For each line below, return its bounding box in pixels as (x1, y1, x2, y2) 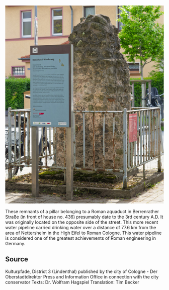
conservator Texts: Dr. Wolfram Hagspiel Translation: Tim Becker (5, 279, 140, 285)
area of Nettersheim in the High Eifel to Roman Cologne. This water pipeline (5, 230, 162, 236)
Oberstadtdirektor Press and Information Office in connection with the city (5, 273, 159, 279)
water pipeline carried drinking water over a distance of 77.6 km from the (5, 225, 156, 230)
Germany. (5, 241, 26, 246)
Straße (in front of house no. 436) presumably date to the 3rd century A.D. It (5, 214, 163, 220)
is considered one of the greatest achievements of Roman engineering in (5, 235, 156, 241)
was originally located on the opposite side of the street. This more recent (5, 219, 158, 225)
